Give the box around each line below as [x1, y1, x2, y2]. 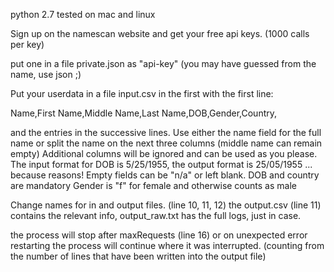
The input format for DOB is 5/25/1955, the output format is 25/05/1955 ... [10, 159, 313, 170]
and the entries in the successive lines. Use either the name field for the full [10, 127, 322, 138]
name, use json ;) [10, 69, 82, 80]
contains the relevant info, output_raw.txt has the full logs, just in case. [10, 210, 302, 221]
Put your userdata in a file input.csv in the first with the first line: [10, 88, 274, 99]
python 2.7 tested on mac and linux [10, 9, 156, 20]
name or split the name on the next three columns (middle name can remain [10, 137, 323, 149]
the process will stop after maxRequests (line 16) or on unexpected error [10, 229, 308, 241]
